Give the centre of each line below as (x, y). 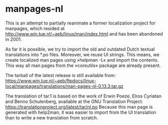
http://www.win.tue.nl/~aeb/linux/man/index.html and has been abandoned (84, 34)
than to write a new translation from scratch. (52, 117)
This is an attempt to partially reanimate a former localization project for (80, 23)
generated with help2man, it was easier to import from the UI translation (81, 112)
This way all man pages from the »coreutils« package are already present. (83, 65)
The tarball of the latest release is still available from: (61, 75)
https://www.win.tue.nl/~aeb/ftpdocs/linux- (51, 81)
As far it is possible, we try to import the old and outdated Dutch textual (80, 49)
